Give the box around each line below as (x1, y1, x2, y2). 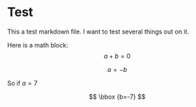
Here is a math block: (7, 41, 68, 49)
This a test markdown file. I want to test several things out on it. (7, 27, 190, 36)
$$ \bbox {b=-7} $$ (89, 92, 146, 101)
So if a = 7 (7, 78, 38, 87)
